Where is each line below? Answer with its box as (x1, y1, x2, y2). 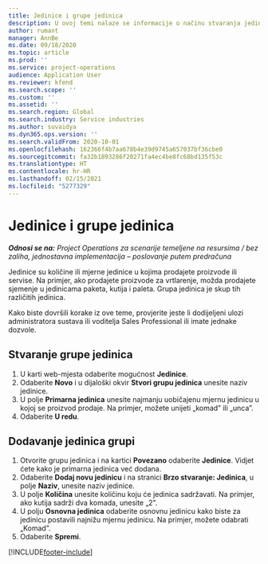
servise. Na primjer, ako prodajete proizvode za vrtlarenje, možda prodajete (8, 275, 257, 285)
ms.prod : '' (8, 57, 48, 65)
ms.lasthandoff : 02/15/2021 (8, 175, 102, 183)
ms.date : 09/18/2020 (8, 41, 77, 49)
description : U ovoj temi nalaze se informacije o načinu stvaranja (8, 19, 241, 27)
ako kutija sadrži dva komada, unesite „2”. (19, 498, 158, 507)
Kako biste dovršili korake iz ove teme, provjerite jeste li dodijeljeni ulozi (8, 308, 244, 317)
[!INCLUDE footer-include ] (8, 547, 93, 557)
